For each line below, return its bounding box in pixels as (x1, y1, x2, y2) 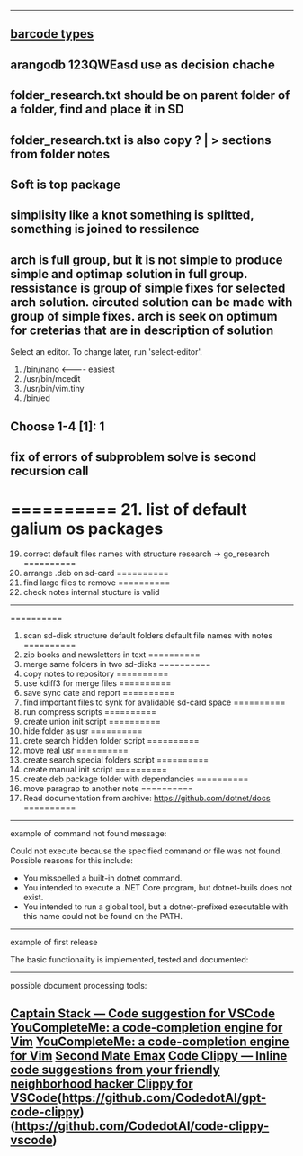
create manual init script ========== (22, 763, 167, 774)
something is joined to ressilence (10, 221, 200, 237)
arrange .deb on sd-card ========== (22, 567, 169, 578)
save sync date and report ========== (22, 687, 175, 698)
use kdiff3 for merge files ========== (22, 677, 172, 689)
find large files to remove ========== (22, 577, 171, 588)
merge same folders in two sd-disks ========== (22, 658, 211, 669)
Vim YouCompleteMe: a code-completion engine (10, 1034, 290, 1050)
